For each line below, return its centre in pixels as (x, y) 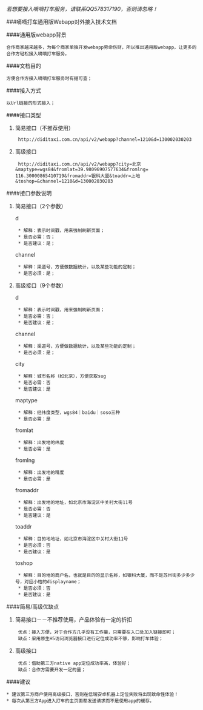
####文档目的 (24, 66)
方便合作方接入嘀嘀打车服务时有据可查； (49, 78)
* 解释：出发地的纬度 (41, 442)
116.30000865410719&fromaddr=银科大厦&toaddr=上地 (78, 176)
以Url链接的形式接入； (31, 103)
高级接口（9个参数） (41, 285)
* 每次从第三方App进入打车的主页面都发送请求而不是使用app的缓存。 (80, 701)
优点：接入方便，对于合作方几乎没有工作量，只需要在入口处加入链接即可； (97, 632)
